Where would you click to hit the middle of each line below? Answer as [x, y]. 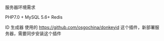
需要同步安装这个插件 [40, 33]
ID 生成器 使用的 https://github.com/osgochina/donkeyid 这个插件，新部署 [80, 27]
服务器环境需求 [20, 7]
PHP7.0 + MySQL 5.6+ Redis [34, 17]
